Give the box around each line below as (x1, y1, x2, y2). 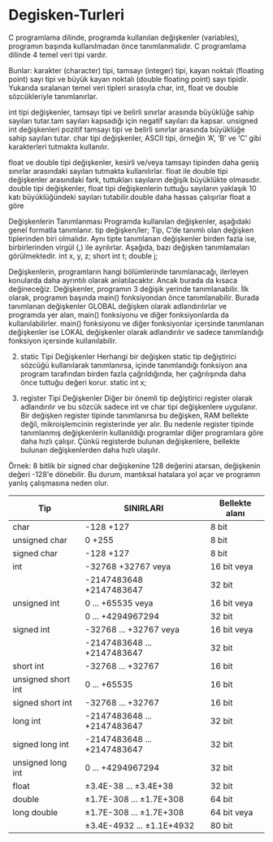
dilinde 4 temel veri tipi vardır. (8, 50, 108, 59)
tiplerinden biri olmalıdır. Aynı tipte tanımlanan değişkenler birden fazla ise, (8, 233, 258, 243)
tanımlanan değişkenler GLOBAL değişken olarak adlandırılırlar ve (8, 301, 227, 310)
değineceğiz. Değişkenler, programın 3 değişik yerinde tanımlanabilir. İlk (8, 284, 249, 293)
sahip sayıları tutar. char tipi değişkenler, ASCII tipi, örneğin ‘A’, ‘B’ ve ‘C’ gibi (8, 132, 262, 143)
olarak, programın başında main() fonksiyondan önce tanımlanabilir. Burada (8, 293, 260, 302)
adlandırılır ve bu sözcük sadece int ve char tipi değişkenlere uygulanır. (19, 401, 258, 411)
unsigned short (12, 673, 71, 684)
